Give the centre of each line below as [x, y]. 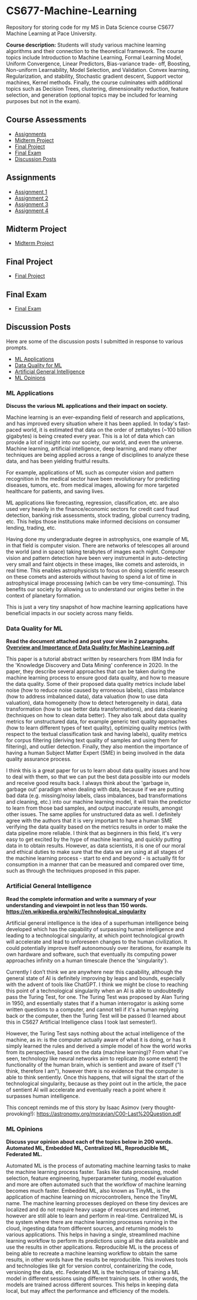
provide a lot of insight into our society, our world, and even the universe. [95, 443]
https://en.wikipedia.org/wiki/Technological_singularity [76, 911]
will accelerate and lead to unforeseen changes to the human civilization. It [97, 942]
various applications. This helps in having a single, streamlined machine [93, 1235]
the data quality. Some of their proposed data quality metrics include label [96, 684]
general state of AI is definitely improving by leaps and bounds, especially [96, 978]
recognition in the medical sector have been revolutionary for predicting [93, 479]
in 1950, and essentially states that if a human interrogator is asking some [95, 1003]
